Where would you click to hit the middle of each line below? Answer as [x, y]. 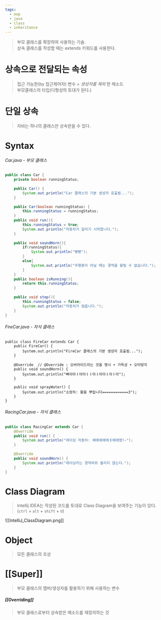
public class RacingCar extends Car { [44, 427]
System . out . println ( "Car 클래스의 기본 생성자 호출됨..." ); [78, 193]
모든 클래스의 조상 [34, 554]
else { [28, 261]
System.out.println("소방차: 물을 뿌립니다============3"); [80, 392]
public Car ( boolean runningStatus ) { [52, 207]
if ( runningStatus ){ [42, 248]
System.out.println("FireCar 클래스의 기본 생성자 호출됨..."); [83, 351]
